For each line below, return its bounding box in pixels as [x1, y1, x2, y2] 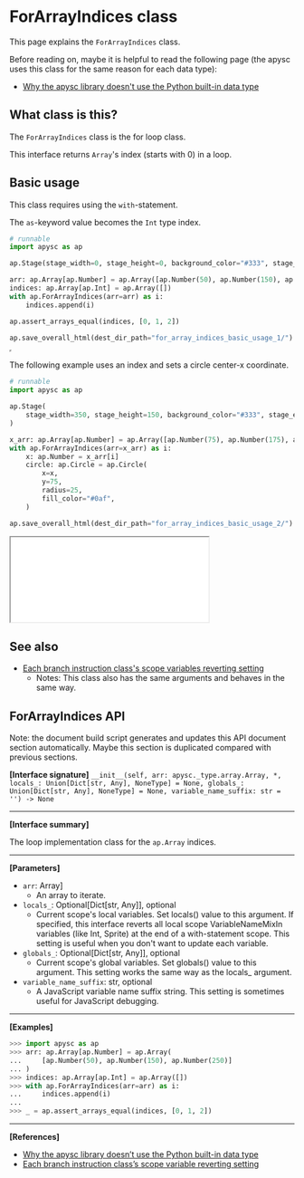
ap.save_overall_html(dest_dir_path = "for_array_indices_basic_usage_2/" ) [9, 519, 294, 528]
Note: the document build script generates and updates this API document [9, 733, 287, 743]
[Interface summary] [9, 819, 90, 830]
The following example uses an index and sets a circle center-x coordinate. [9, 359, 290, 370]
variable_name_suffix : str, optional [22, 976, 153, 988]
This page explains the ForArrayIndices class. [9, 36, 181, 47]
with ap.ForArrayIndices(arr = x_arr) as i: [9, 444, 172, 453]
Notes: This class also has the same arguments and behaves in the [35, 673, 285, 684]
